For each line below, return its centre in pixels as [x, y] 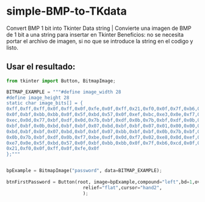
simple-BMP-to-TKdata [67, 11]
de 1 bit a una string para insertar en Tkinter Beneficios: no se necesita [95, 34]
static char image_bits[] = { [45, 103]
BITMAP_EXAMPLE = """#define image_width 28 [64, 92]
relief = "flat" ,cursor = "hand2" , [123, 187]
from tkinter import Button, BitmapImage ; [61, 81]
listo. [13, 48]
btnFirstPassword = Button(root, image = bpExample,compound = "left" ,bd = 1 [99, 182]
